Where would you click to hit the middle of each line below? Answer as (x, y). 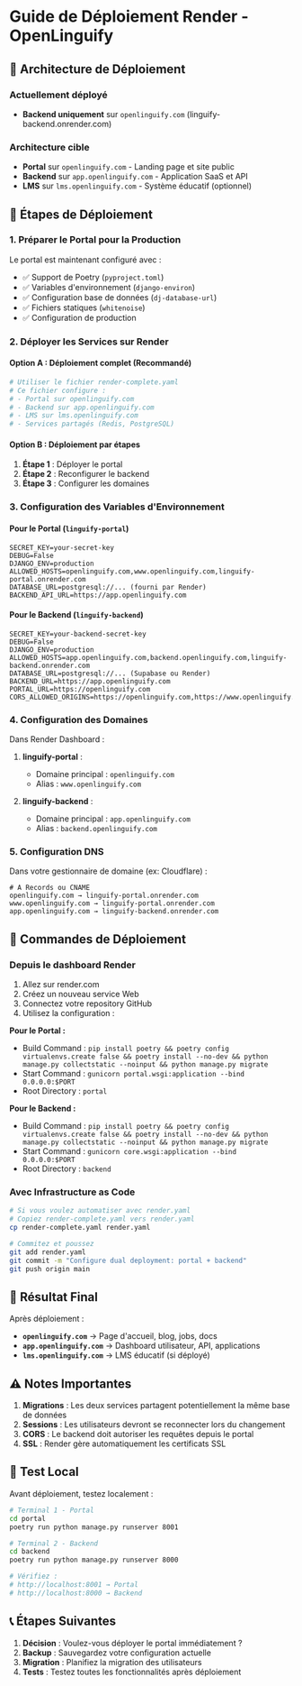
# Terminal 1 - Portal (52, 1510)
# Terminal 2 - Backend (54, 1544)
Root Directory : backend (67, 1168)
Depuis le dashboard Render (73, 965)
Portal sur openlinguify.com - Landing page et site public (129, 167)
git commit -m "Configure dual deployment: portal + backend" (128, 1260)
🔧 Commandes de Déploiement (98, 939)
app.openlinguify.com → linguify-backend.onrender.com (114, 912)
